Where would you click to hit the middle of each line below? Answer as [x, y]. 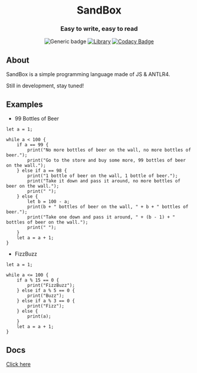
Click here [19, 364]
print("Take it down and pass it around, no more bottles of [104, 181]
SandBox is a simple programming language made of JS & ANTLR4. [88, 74]
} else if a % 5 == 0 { [46, 291]
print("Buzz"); [46, 296]
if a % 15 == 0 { [38, 280]
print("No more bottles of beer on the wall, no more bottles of [109, 150]
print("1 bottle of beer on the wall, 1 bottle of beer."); [103, 176]
